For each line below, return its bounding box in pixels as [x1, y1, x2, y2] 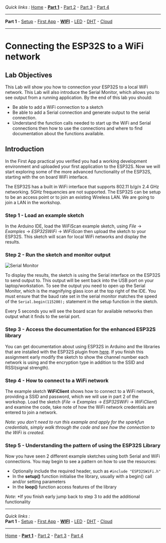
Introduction [5, 145, 44, 154]
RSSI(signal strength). [5, 365, 49, 371]
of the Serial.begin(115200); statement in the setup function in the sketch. [5, 299, 158, 305]
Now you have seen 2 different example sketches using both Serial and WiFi [5, 453, 160, 459]
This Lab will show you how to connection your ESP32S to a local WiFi [5, 84, 148, 90]
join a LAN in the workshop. [5, 199, 62, 205]
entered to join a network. [5, 409, 58, 415]
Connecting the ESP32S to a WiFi [5, 41, 144, 52]
